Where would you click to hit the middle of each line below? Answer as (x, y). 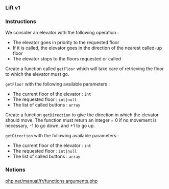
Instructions (21, 21)
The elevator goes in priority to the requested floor (66, 43)
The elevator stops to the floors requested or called (67, 59)
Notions (15, 170)
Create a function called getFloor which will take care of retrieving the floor (85, 69)
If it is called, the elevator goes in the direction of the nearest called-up (87, 48)
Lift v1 (13, 8)
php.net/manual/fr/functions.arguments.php (52, 181)
